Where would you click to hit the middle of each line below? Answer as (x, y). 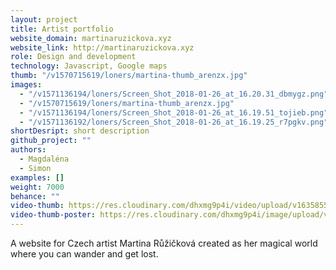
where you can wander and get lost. (84, 254)
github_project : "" (51, 141)
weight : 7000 (37, 187)
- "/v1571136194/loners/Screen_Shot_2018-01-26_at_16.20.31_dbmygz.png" (174, 94)
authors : (28, 150)
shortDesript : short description (80, 131)
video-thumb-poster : (53, 215)
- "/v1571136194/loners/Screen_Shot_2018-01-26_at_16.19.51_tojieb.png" (174, 112)
